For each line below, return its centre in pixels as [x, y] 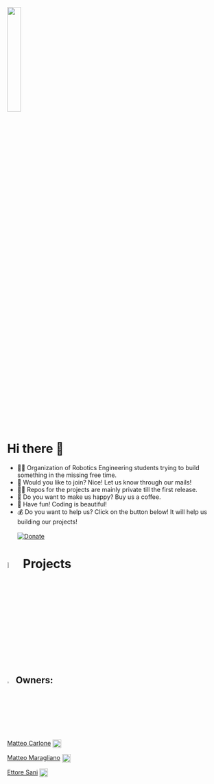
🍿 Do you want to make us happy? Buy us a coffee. [89, 497]
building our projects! [47, 522]
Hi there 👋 [35, 449]
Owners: [35, 680]
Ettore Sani [23, 772]
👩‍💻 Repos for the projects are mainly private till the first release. [107, 489]
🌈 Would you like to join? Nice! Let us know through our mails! [104, 482]
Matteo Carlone [29, 743]
